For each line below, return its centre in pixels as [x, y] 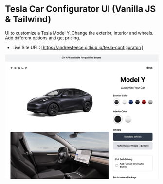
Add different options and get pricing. [43, 38]
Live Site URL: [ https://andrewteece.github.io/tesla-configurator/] [77, 47]
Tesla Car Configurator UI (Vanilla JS [81, 9]
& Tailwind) [28, 19]
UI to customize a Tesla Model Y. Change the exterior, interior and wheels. [79, 33]
